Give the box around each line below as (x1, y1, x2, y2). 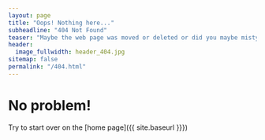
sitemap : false (8, 56, 58, 64)
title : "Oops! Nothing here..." (8, 19, 114, 27)
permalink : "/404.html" (8, 63, 87, 71)
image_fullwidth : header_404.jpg (15, 48, 125, 56)
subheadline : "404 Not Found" (8, 26, 108, 34)
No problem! (8, 96, 91, 114)
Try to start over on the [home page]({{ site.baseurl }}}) (8, 123, 188, 132)
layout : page (8, 11, 51, 20)
